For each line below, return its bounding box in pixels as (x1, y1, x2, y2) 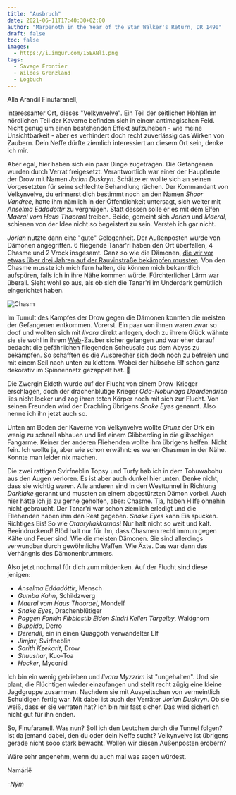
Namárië (7, 766, 32, 775)
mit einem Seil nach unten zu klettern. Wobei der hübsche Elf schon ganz (7, 358, 221, 367)
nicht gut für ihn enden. (7, 710, 75, 719)
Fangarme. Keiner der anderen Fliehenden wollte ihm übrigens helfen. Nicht (7, 438, 228, 447)
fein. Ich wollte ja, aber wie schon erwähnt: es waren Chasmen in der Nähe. (7, 446, 227, 454)
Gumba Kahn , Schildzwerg (17, 592, 96, 600)
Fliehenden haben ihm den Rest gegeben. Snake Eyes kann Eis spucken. (7, 512, 218, 521)
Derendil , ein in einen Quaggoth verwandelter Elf (17, 629, 159, 638)
